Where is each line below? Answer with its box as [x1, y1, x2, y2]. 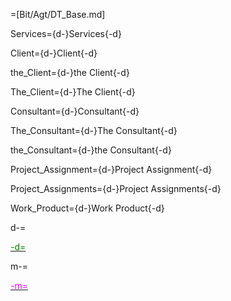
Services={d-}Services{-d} [10, 28, 122, 39]
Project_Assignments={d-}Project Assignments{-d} [10, 183, 222, 194]
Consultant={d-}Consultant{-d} [10, 105, 140, 117]
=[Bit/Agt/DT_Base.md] [10, 9, 106, 20]
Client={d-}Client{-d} [10, 47, 98, 59]
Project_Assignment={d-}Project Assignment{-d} [10, 164, 213, 175]
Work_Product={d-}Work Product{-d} [10, 202, 165, 214]
